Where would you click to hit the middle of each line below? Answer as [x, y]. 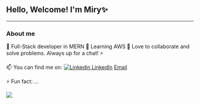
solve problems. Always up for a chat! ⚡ [55, 53]
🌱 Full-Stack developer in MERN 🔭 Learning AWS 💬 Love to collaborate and [98, 46]
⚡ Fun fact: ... [22, 81]
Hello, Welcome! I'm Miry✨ [57, 10]
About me [21, 33]
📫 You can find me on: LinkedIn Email [67, 67]
